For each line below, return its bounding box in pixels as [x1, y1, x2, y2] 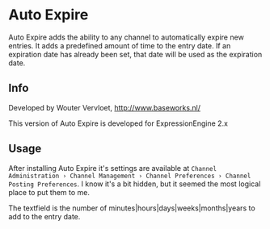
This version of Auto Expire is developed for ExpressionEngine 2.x [8, 119, 229, 128]
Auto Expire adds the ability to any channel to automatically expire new [8, 32, 244, 42]
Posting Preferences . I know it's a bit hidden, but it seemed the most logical [8, 179, 261, 189]
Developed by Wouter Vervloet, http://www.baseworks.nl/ [8, 102, 200, 112]
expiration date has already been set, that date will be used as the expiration [8, 49, 263, 59]
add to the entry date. [8, 211, 81, 221]
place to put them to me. [8, 187, 91, 197]
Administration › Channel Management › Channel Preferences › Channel [8, 172, 251, 180]
